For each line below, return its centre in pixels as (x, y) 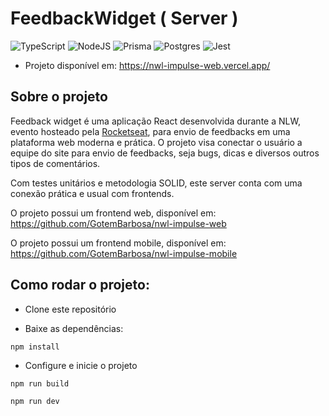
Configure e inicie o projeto (81, 365)
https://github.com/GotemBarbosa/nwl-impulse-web (118, 223)
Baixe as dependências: (74, 328)
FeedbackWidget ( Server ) (124, 18)
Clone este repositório (70, 309)
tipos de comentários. (55, 163)
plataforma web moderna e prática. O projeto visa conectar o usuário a (156, 142)
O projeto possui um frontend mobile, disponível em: (118, 243)
